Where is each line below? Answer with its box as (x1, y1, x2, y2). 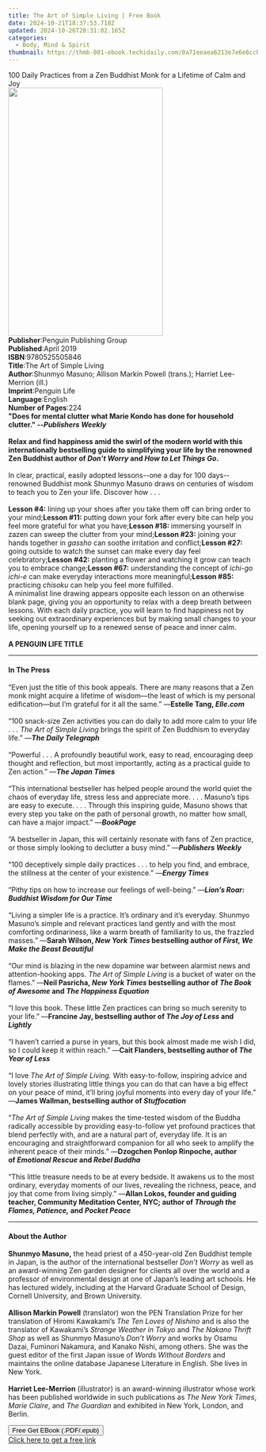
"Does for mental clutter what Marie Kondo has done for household (8, 411, 234, 421)
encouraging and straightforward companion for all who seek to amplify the (8, 1138, 255, 1148)
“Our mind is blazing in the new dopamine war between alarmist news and (8, 961, 251, 971)
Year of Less (8, 1054, 51, 1064)
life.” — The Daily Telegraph (8, 733, 101, 743)
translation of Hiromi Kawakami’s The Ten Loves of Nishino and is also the (8, 1316, 249, 1326)
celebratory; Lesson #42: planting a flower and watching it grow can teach (8, 555, 251, 564)
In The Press (8, 665, 51, 674)
